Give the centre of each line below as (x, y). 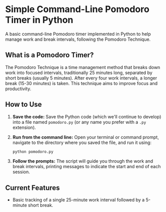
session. (21, 172)
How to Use (24, 104)
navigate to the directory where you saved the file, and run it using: (82, 143)
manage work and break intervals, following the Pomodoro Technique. (78, 39)
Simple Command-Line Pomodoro (77, 9)
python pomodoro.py (33, 152)
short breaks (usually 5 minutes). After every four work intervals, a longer (81, 78)
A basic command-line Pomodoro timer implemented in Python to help (78, 34)
